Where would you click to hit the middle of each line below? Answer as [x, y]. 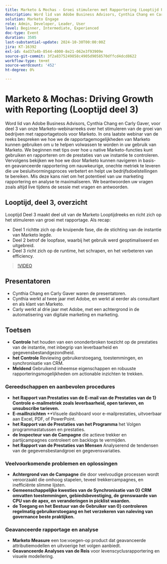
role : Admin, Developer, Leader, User [45, 24]
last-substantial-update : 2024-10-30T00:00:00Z [55, 42]
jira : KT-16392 [21, 47]
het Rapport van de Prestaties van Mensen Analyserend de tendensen [85, 445]
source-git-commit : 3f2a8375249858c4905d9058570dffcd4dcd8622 [71, 56]
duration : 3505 [21, 38]
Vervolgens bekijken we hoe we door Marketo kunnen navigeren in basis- [81, 160]
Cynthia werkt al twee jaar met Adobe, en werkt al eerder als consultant [86, 298]
